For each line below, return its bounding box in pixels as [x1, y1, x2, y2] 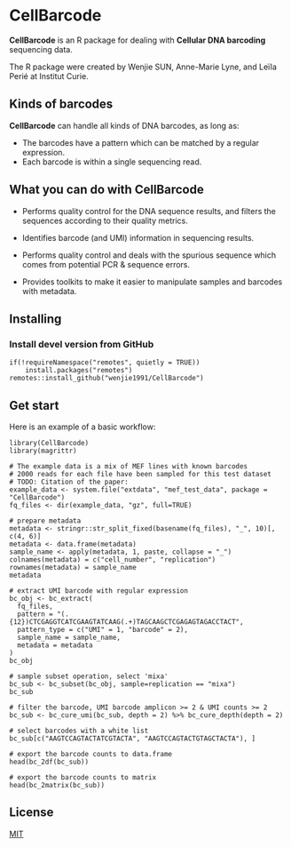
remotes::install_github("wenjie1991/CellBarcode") [9, 374, 204, 383]
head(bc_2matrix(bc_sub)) [9, 781, 105, 790]
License [9, 805, 54, 820]
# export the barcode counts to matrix [9, 773, 157, 782]
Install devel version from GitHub [9, 338, 154, 350]
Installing [9, 311, 62, 326]
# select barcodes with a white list [9, 726, 149, 736]
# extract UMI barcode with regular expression [9, 587, 189, 595]
